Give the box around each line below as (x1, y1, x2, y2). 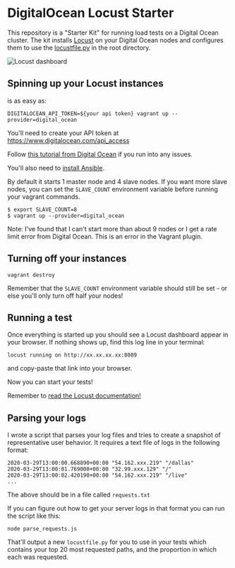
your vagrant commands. (7, 192, 80, 201)
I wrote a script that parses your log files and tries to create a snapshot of (7, 431, 221, 439)
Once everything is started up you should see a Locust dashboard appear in (7, 330, 229, 339)
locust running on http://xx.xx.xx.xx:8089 (7, 352, 138, 359)
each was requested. (7, 553, 68, 562)
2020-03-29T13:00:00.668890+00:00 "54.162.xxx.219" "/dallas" (7, 460, 194, 467)
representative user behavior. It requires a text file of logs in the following (7, 439, 220, 447)
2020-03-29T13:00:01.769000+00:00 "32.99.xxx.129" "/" (7, 465, 172, 473)
